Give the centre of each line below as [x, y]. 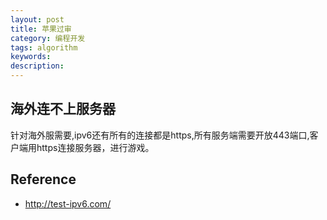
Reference [43, 179]
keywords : [31, 57]
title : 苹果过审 [41, 29]
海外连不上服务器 [63, 109]
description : [37, 66]
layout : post [37, 19]
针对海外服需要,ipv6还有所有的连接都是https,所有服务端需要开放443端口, [160, 135]
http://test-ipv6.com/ [68, 203]
